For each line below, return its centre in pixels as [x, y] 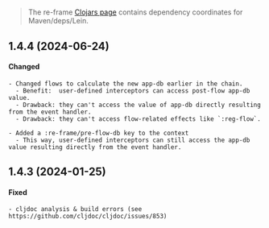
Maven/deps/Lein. [58, 21]
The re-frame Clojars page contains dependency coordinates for [135, 12]
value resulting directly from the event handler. [95, 147]
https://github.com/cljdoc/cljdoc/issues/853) [88, 217]
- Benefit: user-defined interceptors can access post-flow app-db [133, 91]
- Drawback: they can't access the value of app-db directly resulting [139, 105]
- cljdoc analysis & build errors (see [75, 209]
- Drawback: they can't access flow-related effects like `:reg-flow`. [139, 119]
